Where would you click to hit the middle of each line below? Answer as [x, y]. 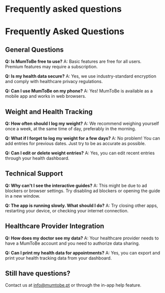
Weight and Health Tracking [49, 112]
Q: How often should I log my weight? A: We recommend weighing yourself [82, 123]
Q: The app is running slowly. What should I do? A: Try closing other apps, [82, 205]
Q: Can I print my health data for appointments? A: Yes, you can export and [83, 253]
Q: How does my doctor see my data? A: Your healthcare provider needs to [82, 238]
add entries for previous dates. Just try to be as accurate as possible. [76, 143]
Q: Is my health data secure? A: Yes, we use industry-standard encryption [81, 76]
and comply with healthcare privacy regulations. [54, 82]
